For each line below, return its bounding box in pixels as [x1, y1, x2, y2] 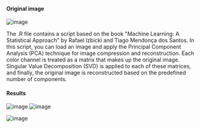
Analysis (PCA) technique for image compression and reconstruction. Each [6, 49, 195, 57]
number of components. [6, 76, 67, 83]
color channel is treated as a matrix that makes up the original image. [6, 56, 180, 63]
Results [6, 89, 26, 97]
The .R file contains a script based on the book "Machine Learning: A [6, 30, 180, 38]
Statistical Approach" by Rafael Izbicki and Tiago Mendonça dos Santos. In [6, 37, 195, 44]
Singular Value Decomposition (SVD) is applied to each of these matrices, [6, 63, 191, 70]
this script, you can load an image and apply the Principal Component [6, 43, 182, 51]
